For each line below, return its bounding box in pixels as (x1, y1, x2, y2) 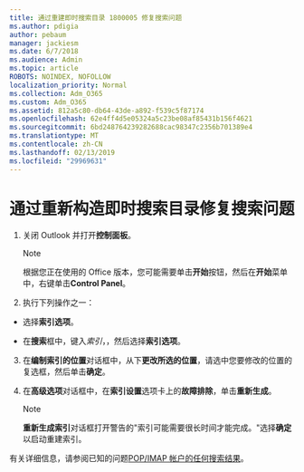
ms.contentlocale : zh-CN (9, 140, 103, 149)
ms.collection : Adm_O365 (9, 89, 103, 98)
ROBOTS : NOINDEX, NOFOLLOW (9, 72, 111, 82)
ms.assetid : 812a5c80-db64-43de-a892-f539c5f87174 (9, 106, 204, 115)
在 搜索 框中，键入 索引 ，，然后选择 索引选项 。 (22, 336, 185, 347)
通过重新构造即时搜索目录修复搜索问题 (9, 198, 296, 218)
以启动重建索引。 (22, 434, 87, 445)
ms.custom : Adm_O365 (9, 97, 88, 107)
